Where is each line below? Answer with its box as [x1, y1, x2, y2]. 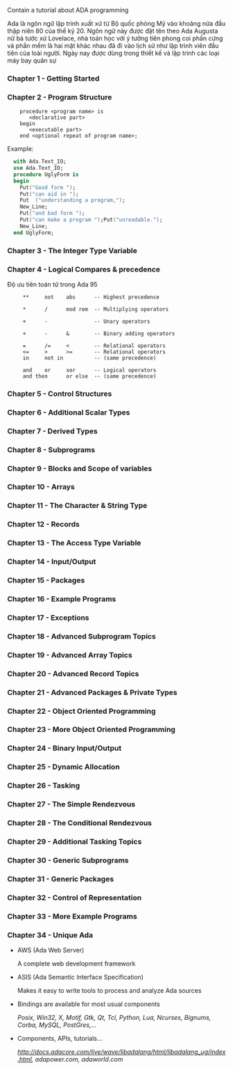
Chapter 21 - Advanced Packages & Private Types [7, 687, 178, 697]
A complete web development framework [17, 959, 136, 968]
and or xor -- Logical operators [22, 367, 157, 374]
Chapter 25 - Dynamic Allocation [7, 762, 120, 772]
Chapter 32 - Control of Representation [7, 893, 142, 902]
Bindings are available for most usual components [17, 1000, 161, 1008]
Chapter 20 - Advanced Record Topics [7, 669, 139, 678]
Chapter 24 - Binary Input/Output [7, 744, 122, 753]
